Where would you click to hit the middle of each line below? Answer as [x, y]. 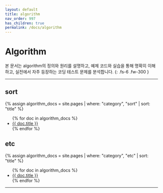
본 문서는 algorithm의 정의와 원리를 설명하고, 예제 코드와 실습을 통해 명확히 [76, 66]
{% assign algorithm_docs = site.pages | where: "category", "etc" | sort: [77, 156]
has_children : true [25, 23]
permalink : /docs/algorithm [33, 28]
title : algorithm [23, 14]
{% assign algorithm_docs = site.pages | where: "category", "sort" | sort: [78, 104]
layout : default [21, 9]
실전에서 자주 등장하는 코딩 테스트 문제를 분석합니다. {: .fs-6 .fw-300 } [82, 72]
